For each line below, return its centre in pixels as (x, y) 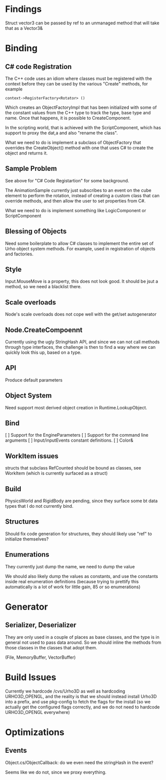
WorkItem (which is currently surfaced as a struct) (56, 473)
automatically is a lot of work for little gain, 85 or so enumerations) (73, 587)
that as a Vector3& (24, 28)
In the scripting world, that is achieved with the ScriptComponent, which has (83, 127)
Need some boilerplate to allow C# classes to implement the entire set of (79, 243)
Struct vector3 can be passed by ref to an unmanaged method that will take (82, 23)
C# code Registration (38, 66)
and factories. (19, 254)
